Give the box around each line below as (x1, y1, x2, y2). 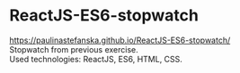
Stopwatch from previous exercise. (9, 44, 139, 54)
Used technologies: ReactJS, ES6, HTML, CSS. (9, 53, 182, 64)
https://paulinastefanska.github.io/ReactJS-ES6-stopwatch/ (9, 35, 231, 45)
